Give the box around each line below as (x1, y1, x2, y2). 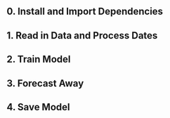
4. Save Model (6, 101, 70, 113)
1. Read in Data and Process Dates (6, 29, 158, 41)
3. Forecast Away (6, 77, 84, 89)
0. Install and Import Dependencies (6, 6, 163, 18)
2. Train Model (6, 53, 71, 65)
